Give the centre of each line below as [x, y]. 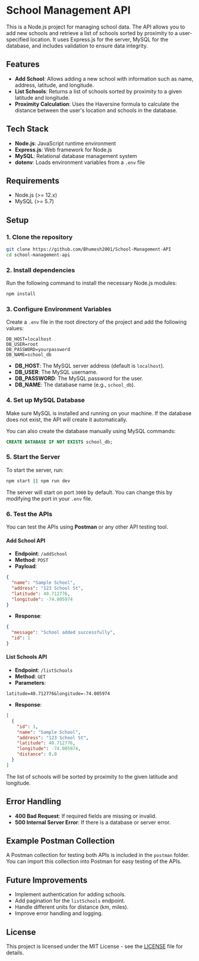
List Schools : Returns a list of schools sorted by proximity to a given [98, 91]
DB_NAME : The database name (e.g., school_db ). [75, 385]
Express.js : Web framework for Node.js [63, 150]
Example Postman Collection [60, 841]
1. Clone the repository [40, 237]
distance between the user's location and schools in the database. [96, 110]
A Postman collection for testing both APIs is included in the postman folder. [98, 855]
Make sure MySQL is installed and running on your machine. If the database [99, 413]
